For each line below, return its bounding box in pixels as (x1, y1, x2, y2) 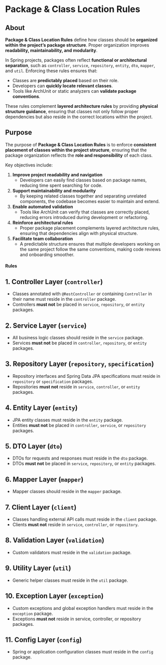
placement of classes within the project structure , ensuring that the (5, 147, 147, 153)
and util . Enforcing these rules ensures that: (5, 68, 98, 74)
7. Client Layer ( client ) (5, 503, 77, 512)
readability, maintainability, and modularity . (5, 48, 98, 53)
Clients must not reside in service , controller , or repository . (12, 522, 139, 528)
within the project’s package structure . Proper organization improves (5, 42, 150, 48)
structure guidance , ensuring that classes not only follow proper (5, 109, 139, 114)
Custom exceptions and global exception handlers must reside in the (12, 605, 154, 611)
